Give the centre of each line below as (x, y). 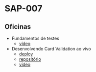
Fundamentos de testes (36, 38)
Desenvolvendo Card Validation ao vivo (51, 49)
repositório (30, 59)
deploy (26, 54)
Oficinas (18, 27)
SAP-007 (24, 9)
